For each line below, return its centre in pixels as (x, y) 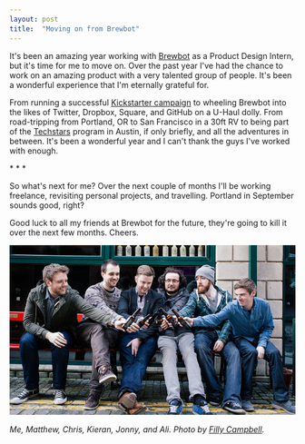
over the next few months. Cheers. (74, 232)
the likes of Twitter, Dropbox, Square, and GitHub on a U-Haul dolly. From (146, 112)
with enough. (34, 151)
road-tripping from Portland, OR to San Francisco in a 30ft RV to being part (149, 122)
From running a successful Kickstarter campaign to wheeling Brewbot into (148, 102)
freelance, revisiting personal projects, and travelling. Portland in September (152, 195)
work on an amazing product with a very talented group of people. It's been (151, 75)
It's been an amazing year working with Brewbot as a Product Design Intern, (152, 55)
